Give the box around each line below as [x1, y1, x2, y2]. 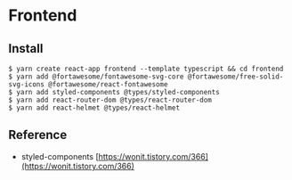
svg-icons [8, 80, 45, 89]
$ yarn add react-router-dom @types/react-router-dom [8, 95, 213, 104]
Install [8, 41, 44, 56]
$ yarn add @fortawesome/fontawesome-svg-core [8, 72, 184, 81]
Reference [8, 127, 68, 143]
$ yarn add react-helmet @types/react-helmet [8, 103, 180, 112]
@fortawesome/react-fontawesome [47, 80, 168, 89]
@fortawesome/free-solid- [187, 72, 284, 81]
